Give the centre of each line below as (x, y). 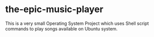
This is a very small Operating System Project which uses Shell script (77, 23)
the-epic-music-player (54, 9)
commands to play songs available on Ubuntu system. (61, 28)
